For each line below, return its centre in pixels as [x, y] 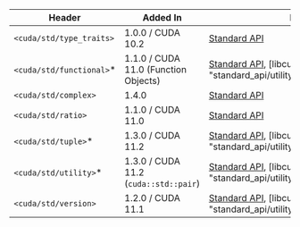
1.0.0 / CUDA [152, 33]
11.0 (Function [156, 69]
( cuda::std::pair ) [162, 184]
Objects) [142, 81]
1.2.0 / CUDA [152, 198]
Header [65, 17]
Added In [162, 17]
